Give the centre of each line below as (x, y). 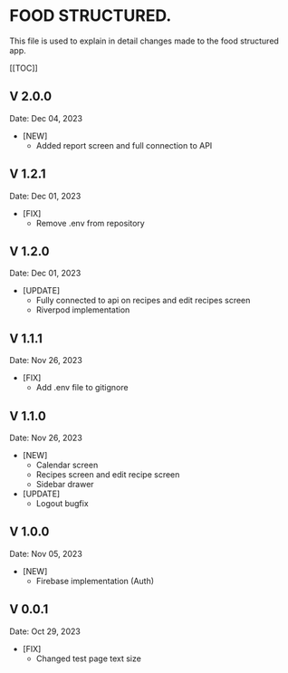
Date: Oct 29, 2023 (45, 631)
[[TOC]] (24, 68)
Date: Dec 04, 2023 (46, 118)
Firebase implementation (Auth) (95, 581)
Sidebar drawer (65, 484)
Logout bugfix (62, 503)
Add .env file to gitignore (82, 388)
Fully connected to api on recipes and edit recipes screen (143, 301)
